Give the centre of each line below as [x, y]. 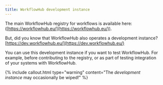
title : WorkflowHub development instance [48, 9]
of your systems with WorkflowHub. [41, 63]
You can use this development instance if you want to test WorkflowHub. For [81, 52]
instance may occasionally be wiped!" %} [47, 77]
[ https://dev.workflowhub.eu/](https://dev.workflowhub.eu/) [65, 43]
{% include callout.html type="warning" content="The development [73, 72]
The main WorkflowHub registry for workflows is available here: [69, 23]
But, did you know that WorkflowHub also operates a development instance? [81, 38]
